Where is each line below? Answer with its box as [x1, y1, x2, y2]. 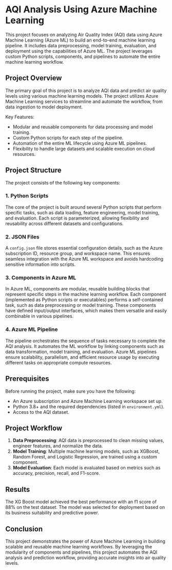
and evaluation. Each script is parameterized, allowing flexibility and [5, 215, 149, 221]
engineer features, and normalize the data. [12, 443, 103, 449]
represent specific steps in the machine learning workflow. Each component [5, 291, 166, 298]
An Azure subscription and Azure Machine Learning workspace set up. [12, 398, 163, 404]
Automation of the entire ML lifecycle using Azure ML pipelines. [12, 140, 147, 146]
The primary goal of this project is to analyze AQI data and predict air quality [5, 87, 167, 94]
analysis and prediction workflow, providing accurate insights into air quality [5, 555, 166, 561]
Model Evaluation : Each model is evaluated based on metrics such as [12, 465, 161, 471]
